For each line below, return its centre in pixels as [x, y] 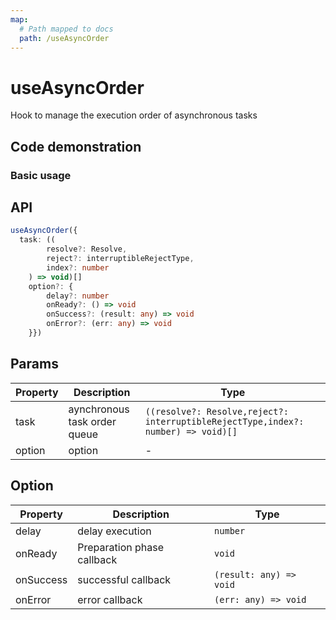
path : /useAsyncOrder [64, 38]
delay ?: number [78, 296]
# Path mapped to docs [66, 29]
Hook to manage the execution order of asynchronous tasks [134, 115]
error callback [110, 599]
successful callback [124, 579]
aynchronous [99, 409]
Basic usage [41, 175]
